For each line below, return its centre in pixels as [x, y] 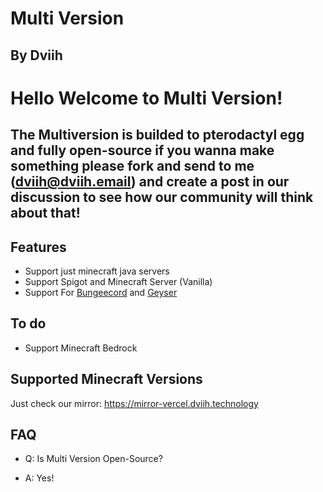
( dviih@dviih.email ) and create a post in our [150, 182]
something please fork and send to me [132, 166]
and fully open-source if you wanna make [142, 150]
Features [38, 247]
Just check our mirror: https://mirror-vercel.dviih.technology [134, 403]
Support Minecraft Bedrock [81, 348]
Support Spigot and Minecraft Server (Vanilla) [118, 281]
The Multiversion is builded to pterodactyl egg [157, 135]
